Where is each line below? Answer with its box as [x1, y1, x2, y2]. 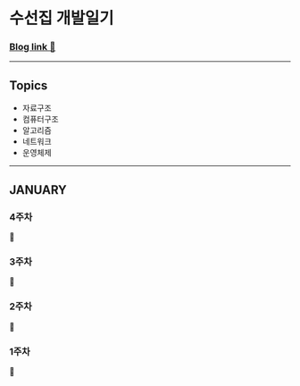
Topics [9, 78, 48, 93]
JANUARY [9, 182, 67, 197]
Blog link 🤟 [9, 41, 56, 54]
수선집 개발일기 [9, 8, 114, 29]
